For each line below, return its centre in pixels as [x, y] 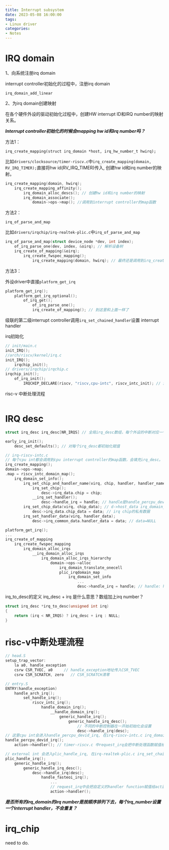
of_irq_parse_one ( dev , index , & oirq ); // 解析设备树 [69, 246]
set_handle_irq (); [43, 698]
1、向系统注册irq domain [30, 73]
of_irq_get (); [38, 301]
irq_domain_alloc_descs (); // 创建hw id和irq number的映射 [84, 193]
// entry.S [17, 684]
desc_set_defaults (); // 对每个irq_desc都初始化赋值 [67, 446]
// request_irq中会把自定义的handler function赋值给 [103, 787]
